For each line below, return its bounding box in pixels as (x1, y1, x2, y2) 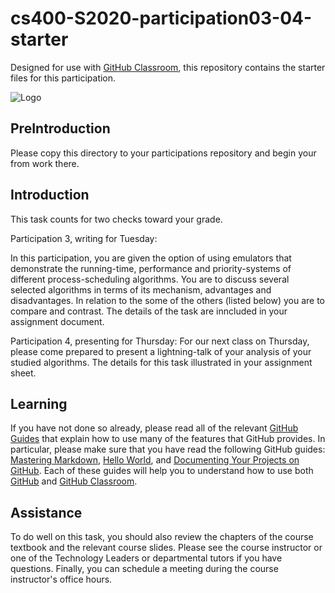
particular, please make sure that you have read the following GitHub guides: (10, 443, 326, 456)
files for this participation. (10, 72, 117, 84)
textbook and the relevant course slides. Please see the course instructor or (10, 542, 323, 554)
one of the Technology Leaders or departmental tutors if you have (10, 552, 283, 564)
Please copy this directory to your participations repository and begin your (10, 147, 317, 159)
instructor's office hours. (10, 573, 113, 586)
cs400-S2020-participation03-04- (10, 7, 313, 30)
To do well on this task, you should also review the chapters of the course (10, 531, 314, 543)
